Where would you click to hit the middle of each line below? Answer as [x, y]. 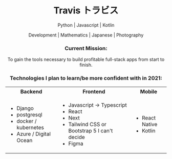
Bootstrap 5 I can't [91, 130]
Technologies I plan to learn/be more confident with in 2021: [86, 78]
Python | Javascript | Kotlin [86, 25]
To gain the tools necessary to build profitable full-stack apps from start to [86, 59]
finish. [86, 65]
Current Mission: [86, 48]
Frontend [94, 91]
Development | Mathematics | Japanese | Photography [86, 35]
